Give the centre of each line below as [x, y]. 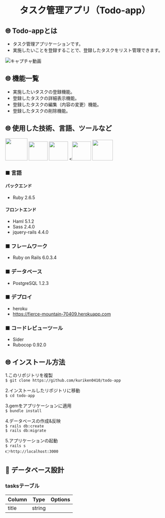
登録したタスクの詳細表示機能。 [46, 98]
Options [60, 499]
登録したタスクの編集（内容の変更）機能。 [57, 104]
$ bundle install [24, 411]
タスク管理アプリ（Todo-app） [85, 10]
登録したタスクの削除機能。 [42, 111]
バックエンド [18, 186]
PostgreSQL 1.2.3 [31, 283]
